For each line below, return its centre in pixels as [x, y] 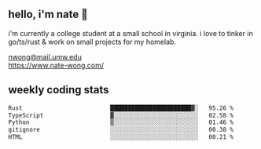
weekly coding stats [59, 90]
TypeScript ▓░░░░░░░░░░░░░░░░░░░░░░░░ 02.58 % [121, 115]
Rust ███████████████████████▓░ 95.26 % [121, 108]
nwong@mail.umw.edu [45, 56]
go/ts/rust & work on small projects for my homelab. [92, 42]
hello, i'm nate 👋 [48, 15]
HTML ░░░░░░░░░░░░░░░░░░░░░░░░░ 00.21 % [121, 137]
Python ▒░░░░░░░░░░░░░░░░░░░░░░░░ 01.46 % [121, 122]
